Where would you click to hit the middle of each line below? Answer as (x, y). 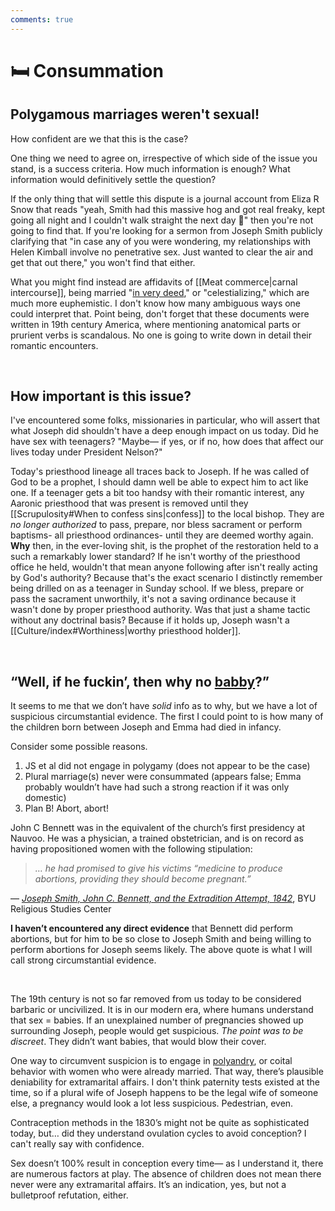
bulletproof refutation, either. (69, 1195)
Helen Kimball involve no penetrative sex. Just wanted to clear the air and (162, 252)
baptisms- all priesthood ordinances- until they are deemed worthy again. (162, 535)
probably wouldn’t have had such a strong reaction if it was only (157, 787)
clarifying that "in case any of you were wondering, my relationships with (160, 241)
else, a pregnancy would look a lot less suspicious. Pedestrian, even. (152, 1103)
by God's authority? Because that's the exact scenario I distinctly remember (166, 578)
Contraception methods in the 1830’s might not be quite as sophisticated (160, 1123)
